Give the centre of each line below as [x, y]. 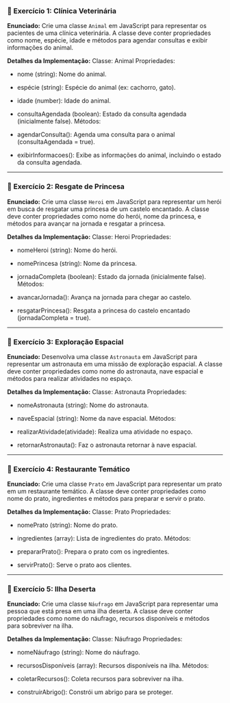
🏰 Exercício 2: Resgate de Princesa [66, 186]
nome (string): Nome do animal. [62, 74]
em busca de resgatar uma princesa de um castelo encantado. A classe [108, 209]
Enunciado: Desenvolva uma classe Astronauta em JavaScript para [102, 356]
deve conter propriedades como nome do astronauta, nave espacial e [105, 371]
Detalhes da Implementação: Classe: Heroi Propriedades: [89, 236]
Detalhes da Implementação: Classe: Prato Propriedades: [89, 512]
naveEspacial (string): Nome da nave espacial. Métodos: [97, 418]
